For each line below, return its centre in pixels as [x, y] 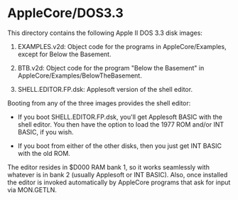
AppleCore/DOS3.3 [66, 13]
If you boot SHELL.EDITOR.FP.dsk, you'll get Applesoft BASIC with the [120, 117]
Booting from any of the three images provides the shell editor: [99, 103]
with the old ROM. [44, 153]
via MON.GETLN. [32, 189]
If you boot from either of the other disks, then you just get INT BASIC [120, 146]
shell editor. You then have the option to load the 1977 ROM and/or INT [121, 124]
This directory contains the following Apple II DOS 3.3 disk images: [105, 33]
